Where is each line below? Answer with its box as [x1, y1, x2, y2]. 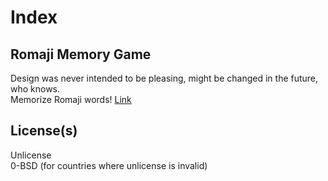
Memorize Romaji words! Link [10, 94, 132, 105]
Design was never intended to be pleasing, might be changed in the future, [10, 72, 319, 84]
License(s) [10, 122, 78, 140]
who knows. [10, 83, 61, 95]
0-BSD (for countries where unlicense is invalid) [10, 159, 208, 171]
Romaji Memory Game [10, 46, 152, 63]
